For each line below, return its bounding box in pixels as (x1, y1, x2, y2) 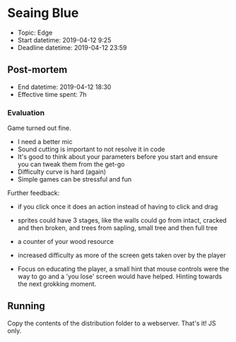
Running (7, 300, 46, 312)
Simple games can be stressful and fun (17, 175, 132, 184)
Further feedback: (7, 189, 60, 197)
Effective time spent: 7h (17, 90, 87, 98)
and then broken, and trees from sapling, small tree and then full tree (17, 224, 218, 232)
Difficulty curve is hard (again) (17, 167, 107, 176)
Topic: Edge (17, 28, 53, 37)
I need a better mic (17, 138, 73, 146)
